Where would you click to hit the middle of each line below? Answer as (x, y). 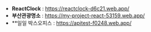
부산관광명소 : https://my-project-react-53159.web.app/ (78, 15)
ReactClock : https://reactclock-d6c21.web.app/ (70, 9)
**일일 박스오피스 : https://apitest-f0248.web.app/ (71, 23)
